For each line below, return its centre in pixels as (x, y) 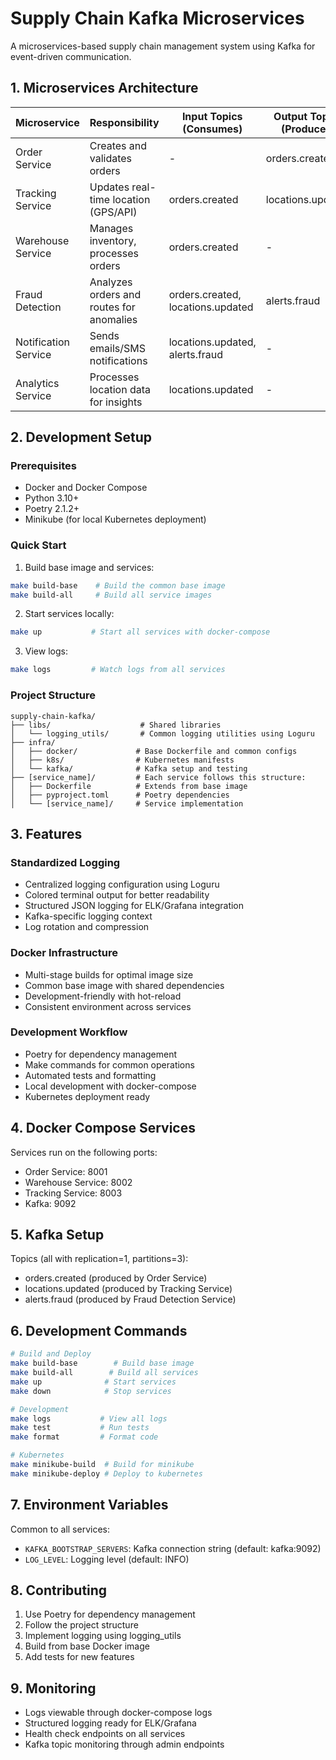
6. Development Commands (99, 1330)
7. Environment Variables (89, 1505)
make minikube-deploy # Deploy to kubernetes (106, 1473)
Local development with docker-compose (110, 1086)
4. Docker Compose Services (103, 1128)
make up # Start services (93, 1382)
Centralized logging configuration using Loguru (122, 884)
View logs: (46, 651)
